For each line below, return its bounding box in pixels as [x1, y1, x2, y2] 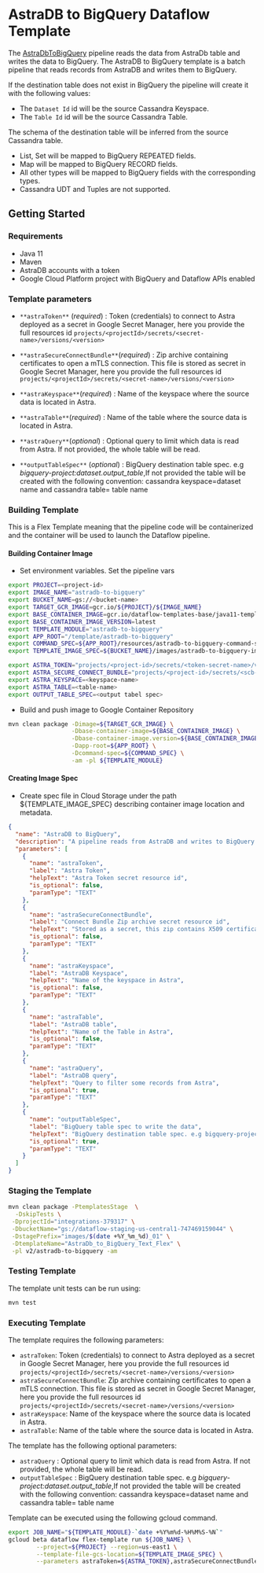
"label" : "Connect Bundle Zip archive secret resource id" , [28, 918, 230, 926]
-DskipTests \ [15, 1210, 61, 1218]
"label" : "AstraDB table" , [28, 1020, 118, 1028]
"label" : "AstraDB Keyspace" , [28, 969, 128, 977]
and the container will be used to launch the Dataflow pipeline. [8, 531, 211, 540]
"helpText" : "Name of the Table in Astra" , [28, 1028, 174, 1036]
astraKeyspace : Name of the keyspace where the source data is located [19, 1409, 251, 1418]
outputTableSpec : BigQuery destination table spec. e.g [19, 1472, 196, 1482]
